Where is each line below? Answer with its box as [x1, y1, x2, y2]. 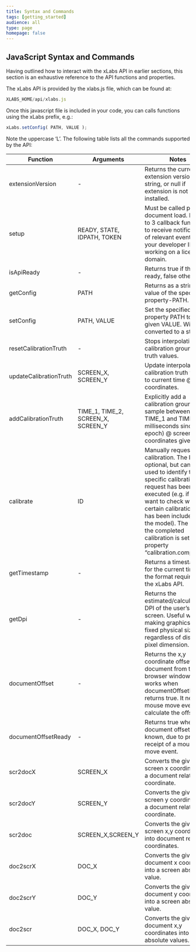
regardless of [145, 633, 181, 641]
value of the [145, 288, 177, 297]
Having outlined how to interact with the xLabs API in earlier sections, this [6, 67, 183, 74]
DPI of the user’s [145, 604, 190, 612]
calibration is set [145, 534, 190, 542]
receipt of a [145, 740, 176, 748]
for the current [145, 565, 185, 573]
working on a [145, 248, 181, 256]
